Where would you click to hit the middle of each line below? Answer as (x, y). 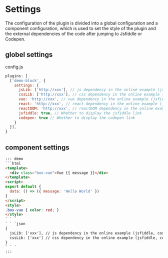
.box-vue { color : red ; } (32, 210)
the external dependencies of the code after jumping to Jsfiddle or (74, 33)
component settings (37, 147)
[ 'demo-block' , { (28, 80)
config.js (14, 66)
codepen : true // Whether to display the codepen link (77, 118)
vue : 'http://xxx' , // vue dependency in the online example (83, 99)
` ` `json (15, 224)
